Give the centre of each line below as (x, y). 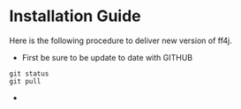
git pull (25, 81)
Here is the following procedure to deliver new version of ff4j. (120, 40)
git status (29, 73)
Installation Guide (75, 16)
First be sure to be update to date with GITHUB (107, 57)
